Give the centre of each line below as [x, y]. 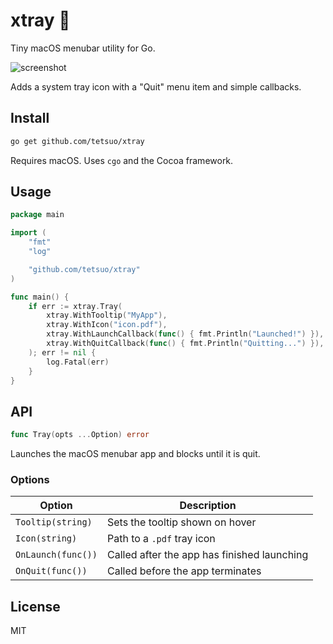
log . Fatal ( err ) [78, 362]
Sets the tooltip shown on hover [181, 522]
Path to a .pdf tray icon [161, 539]
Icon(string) [46, 538]
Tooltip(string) [54, 522]
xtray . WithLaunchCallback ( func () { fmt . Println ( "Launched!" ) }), [185, 334]
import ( [28, 233]
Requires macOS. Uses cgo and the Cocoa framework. [122, 160]
